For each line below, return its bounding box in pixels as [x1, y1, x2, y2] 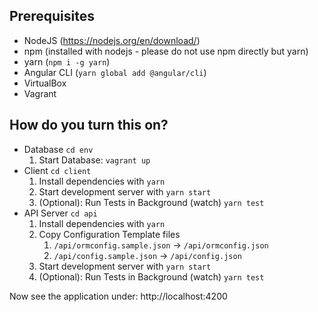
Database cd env [23, 143, 94, 155]
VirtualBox [23, 77, 67, 89]
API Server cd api [23, 207, 98, 219]
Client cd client [23, 164, 92, 176]
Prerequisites [9, 8, 95, 25]
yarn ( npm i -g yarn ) [23, 55, 111, 68]
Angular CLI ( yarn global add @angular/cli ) [23, 66, 207, 78]
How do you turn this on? [9, 117, 169, 134]
